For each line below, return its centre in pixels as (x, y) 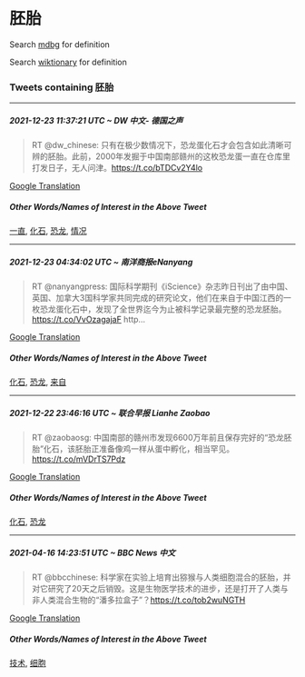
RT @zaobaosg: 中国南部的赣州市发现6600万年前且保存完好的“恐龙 (157, 438)
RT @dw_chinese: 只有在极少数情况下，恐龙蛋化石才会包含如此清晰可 (162, 145)
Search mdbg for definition (60, 44)
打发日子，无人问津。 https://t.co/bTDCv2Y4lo (117, 168)
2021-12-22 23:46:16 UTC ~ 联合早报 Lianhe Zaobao (110, 413)
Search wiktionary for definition (68, 62)
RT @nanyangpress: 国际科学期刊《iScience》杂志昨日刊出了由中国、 (162, 286)
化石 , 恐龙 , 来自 (38, 382)
